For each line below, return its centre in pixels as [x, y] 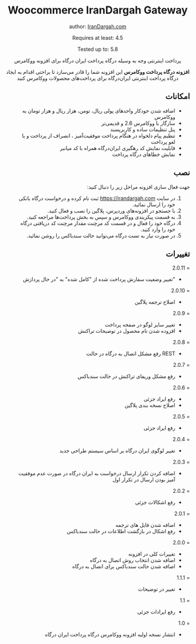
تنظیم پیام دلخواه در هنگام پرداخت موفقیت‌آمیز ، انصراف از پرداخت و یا [99, 135]
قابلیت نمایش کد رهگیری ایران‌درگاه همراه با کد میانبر [118, 148]
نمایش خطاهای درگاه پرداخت [144, 154]
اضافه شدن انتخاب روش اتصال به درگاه [133, 560]
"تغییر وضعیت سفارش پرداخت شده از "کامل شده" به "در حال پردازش [99, 280]
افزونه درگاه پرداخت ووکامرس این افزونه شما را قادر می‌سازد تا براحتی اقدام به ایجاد [98, 71]
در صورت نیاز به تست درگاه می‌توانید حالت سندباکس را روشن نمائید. [101, 236]
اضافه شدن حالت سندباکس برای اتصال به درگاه [124, 567]
